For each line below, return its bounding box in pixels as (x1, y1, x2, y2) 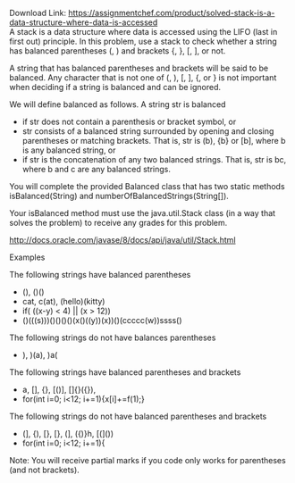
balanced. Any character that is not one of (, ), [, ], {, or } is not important (9, 72, 277, 83)
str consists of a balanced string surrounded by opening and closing (21, 126, 274, 137)
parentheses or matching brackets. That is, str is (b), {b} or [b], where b (21, 136, 286, 146)
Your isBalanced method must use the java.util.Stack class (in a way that (9, 208, 275, 218)
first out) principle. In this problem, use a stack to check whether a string (9, 36, 277, 46)
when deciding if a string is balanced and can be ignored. (9, 82, 222, 92)
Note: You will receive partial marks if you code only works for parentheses (9, 455, 286, 465)
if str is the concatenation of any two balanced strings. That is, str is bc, (21, 154, 287, 164)
